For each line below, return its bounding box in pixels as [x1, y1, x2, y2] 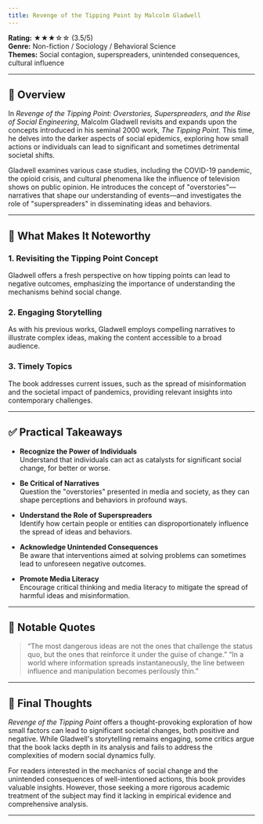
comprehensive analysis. [8, 800, 88, 809]
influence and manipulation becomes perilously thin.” [27, 666, 200, 676]
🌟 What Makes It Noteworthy [8, 229, 151, 242]
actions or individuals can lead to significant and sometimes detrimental [8, 142, 240, 151]
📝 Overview [8, 88, 66, 102]
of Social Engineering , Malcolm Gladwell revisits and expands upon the [8, 117, 237, 126]
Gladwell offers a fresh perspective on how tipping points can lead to [8, 271, 231, 280]
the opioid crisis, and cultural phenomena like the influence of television [8, 174, 240, 184]
